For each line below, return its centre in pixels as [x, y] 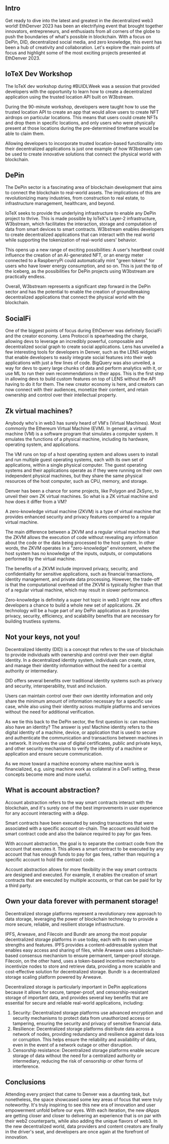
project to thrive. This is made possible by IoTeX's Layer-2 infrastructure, [81, 219]
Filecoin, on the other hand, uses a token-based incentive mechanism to [80, 961]
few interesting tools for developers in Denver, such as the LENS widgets [81, 352]
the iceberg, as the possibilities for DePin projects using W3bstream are [80, 271]
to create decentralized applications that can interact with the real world [80, 235]
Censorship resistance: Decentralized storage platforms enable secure [86, 1050]
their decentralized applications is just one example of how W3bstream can [83, 148]
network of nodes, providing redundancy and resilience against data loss [88, 1034]
